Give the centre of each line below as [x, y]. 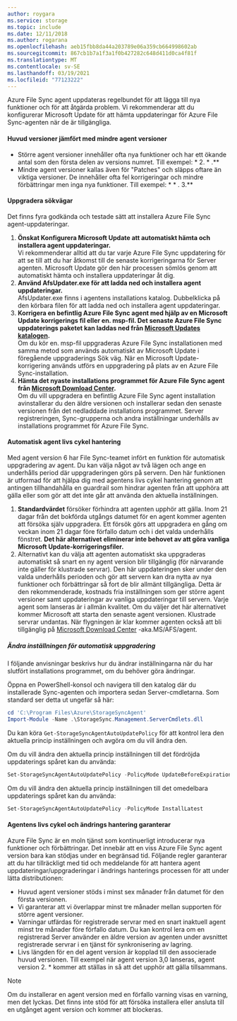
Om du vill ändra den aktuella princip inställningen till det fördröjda [104, 754]
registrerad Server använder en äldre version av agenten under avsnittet [122, 937]
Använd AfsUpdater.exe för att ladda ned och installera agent [109, 283]
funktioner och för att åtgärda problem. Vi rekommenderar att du [101, 108]
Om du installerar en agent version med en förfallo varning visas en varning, [118, 994]
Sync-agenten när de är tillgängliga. [59, 122]
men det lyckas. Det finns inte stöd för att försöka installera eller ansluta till [116, 1002]
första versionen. [42, 899]
